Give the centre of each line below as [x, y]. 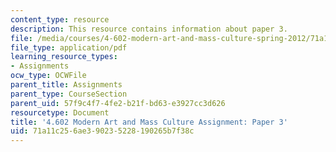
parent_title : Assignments [66, 85]
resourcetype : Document [60, 112]
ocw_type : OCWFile [48, 76]
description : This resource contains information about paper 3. [149, 29]
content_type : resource [60, 19]
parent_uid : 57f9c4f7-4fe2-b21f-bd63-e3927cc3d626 [118, 103]
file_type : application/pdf [69, 47]
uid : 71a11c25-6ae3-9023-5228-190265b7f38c [102, 131]
